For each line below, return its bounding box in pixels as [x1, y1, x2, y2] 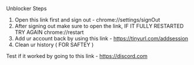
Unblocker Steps [6, 5, 47, 12]
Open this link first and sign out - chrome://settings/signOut [14, 16, 161, 23]
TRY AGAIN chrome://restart [14, 29, 84, 36]
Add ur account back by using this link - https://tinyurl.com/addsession [14, 35, 188, 42]
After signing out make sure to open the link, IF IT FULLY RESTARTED [14, 23, 184, 29]
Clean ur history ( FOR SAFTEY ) [14, 41, 94, 48]
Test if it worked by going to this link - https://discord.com [6, 53, 148, 59]
